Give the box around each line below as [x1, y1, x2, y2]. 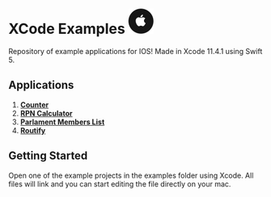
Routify [19, 125, 46, 135]
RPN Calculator [19, 108, 73, 118]
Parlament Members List [19, 117, 105, 127]
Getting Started [8, 149, 88, 163]
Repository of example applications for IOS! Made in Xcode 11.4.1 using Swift [8, 46, 263, 56]
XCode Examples [8, 20, 125, 38]
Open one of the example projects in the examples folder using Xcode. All [8, 170, 254, 180]
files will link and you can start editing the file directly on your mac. [8, 178, 231, 189]
